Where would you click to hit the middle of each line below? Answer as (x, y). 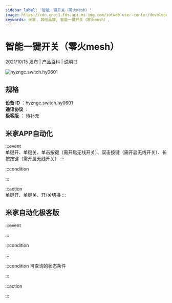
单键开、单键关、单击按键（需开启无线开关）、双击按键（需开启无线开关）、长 (86, 152)
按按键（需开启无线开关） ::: (35, 158)
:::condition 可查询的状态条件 (36, 266)
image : (12, 15)
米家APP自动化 (29, 133)
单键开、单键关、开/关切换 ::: (36, 195)
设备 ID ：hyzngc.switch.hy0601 (39, 103)
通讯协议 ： (17, 109)
